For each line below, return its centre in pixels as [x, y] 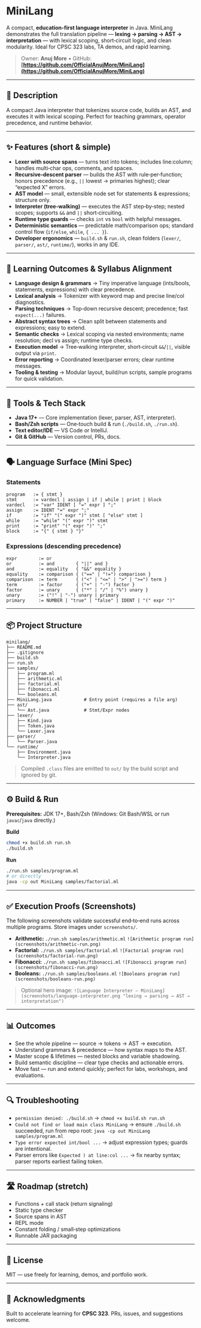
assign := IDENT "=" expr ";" [48, 510]
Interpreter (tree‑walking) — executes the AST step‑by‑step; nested [100, 206]
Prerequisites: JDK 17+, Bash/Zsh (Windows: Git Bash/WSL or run [88, 814]
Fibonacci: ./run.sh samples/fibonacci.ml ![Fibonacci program [94, 962]
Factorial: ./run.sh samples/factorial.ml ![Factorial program [93, 950]
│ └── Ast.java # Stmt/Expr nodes [68, 710]
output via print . [36, 353]
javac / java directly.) [31, 820]
